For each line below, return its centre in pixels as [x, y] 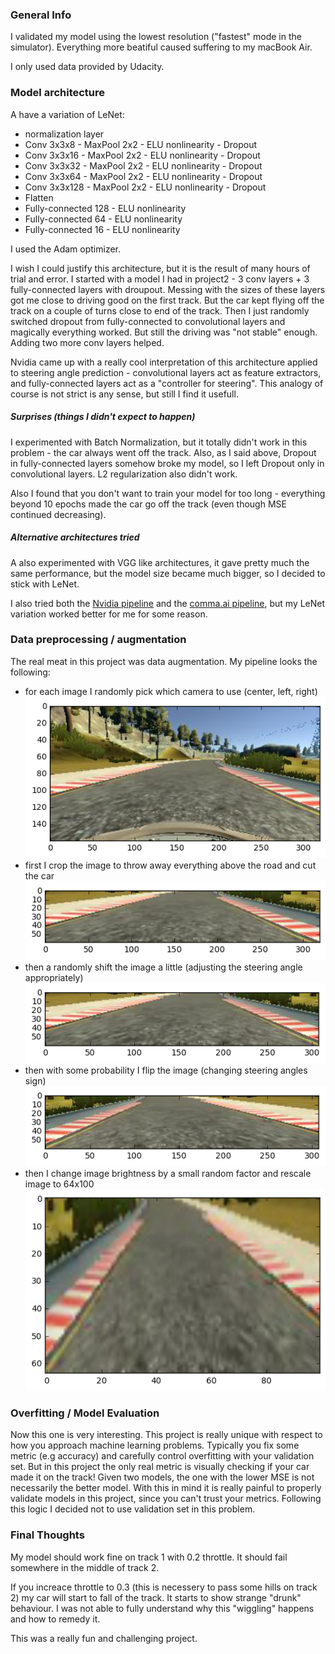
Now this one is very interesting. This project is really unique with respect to [166, 1435]
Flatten [39, 197]
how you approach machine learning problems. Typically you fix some [155, 1445]
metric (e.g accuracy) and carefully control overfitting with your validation [162, 1456]
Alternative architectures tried [75, 537]
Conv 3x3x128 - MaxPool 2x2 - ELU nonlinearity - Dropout [145, 187]
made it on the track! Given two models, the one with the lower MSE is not [162, 1477]
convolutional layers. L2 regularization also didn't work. [124, 474]
